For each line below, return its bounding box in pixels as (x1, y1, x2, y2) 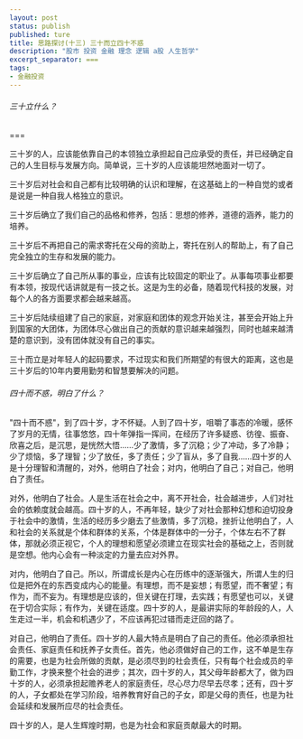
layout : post (9, 13, 59, 23)
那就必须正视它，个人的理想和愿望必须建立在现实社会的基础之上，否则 (24, 538, 286, 549)
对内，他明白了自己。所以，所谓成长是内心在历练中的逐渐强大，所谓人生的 (9, 568, 286, 579)
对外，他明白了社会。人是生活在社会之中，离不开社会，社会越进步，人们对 (9, 493, 286, 504)
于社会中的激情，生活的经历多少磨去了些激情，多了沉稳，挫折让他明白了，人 (9, 516, 294, 527)
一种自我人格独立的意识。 (32, 190, 128, 201)
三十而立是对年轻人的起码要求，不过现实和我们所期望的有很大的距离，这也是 (9, 353, 294, 364)
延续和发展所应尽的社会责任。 (16, 701, 128, 712)
